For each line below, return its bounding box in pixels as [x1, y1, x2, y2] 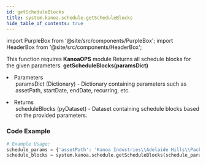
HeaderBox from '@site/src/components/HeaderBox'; [6, 43, 142, 51]
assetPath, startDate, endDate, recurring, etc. [15, 87, 131, 94]
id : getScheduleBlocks [6, 9, 64, 15]
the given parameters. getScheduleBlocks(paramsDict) [6, 62, 148, 69]
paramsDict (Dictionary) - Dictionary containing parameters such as [15, 80, 187, 88]
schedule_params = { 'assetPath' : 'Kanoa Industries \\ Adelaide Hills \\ [6, 146, 191, 153]
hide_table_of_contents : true [6, 20, 84, 26]
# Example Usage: [6, 141, 51, 147]
